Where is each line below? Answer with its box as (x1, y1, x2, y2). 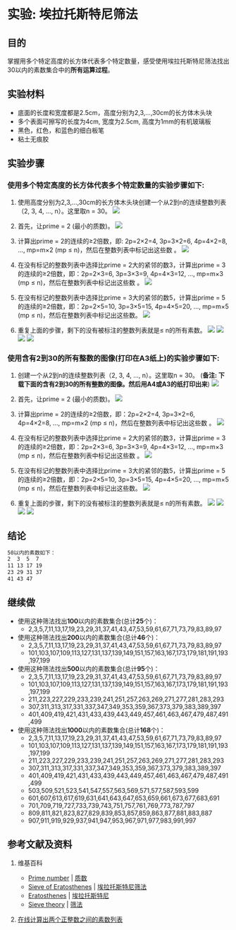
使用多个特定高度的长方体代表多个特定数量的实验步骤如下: (7, 181, 205, 191)
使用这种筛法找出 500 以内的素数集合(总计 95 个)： (17, 664, 160, 673)
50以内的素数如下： (7, 549, 56, 556)
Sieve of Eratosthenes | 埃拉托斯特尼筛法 (27, 882, 147, 890)
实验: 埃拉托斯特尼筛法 (7, 6, 138, 23)
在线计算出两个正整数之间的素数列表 (17, 915, 123, 924)
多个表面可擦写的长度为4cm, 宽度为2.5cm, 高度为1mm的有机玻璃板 (17, 117, 211, 126)
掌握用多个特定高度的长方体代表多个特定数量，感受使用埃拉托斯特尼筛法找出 (7, 57, 230, 65)
